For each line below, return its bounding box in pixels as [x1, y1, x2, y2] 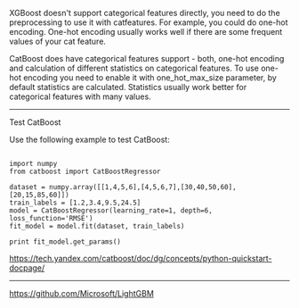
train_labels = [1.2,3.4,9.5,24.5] [9, 198, 141, 207]
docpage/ [9, 262, 45, 273]
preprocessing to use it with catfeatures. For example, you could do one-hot [9, 17, 288, 28]
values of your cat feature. [9, 36, 107, 46]
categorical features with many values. [9, 91, 151, 102]
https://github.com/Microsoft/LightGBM [9, 288, 154, 298]
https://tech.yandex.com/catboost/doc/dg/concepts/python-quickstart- [9, 254, 273, 263]
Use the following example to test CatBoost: [9, 134, 171, 145]
